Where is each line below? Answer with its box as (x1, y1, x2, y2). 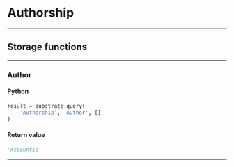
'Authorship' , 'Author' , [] (19, 109, 101, 116)
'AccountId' (7, 146, 42, 153)
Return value (7, 131, 45, 139)
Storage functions (7, 41, 88, 53)
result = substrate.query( (7, 102, 86, 109)
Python (7, 87, 29, 95)
